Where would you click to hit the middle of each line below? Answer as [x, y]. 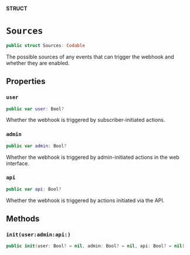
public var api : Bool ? [34, 189]
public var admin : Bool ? [36, 146]
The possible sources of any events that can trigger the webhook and [90, 57]
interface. [18, 163]
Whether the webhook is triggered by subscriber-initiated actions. [86, 120]
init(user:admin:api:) [38, 235]
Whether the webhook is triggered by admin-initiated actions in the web [93, 157]
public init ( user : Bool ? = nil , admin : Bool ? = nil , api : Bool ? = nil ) [96, 246]
